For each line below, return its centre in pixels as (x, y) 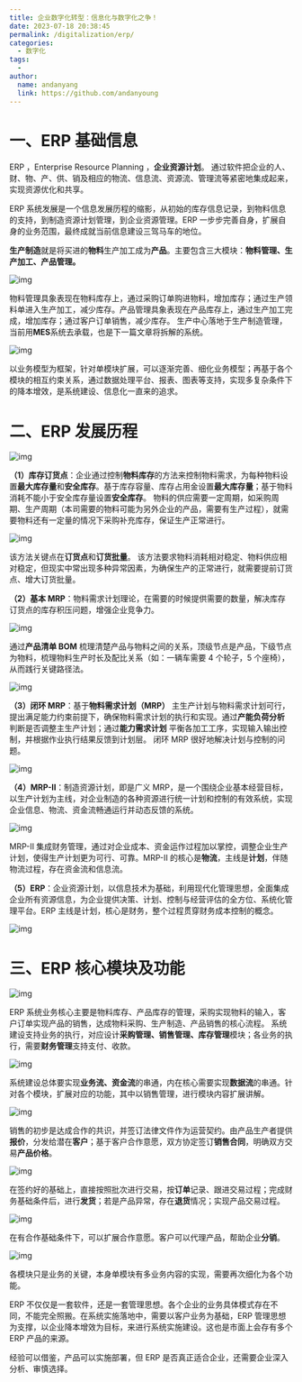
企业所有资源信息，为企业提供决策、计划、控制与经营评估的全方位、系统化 (147, 900)
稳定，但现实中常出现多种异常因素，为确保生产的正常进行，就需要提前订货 (155, 568)
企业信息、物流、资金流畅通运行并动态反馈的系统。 (104, 810)
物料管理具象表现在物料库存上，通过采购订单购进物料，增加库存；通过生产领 (151, 298)
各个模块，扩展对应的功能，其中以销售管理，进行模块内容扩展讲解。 (143, 1094)
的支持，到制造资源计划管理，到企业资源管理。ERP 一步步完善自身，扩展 (144, 220)
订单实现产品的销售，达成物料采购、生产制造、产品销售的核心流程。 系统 (152, 1023)
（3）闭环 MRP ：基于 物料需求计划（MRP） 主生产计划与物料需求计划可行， (150, 706)
